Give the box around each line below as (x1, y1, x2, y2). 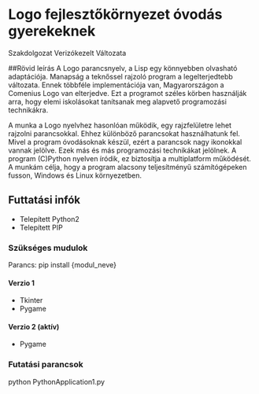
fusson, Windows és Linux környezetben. (8, 171, 142, 180)
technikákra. (8, 105, 49, 115)
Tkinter (19, 296, 43, 305)
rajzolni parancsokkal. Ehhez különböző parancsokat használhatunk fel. (8, 128, 240, 138)
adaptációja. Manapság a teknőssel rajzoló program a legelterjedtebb (8, 72, 234, 81)
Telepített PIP (19, 223, 63, 232)
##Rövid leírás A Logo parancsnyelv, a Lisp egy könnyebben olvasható (8, 63, 238, 72)
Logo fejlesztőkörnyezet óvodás (8, 6, 223, 24)
